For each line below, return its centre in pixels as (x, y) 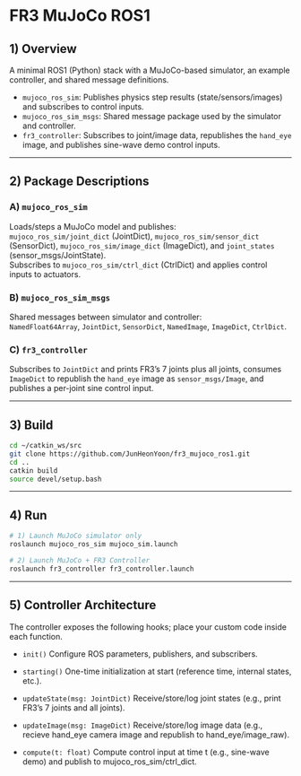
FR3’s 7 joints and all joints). (73, 707)
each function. (36, 636)
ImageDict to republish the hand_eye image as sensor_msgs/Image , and (137, 379)
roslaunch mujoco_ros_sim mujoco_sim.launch (94, 545)
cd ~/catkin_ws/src (46, 446)
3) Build (31, 425)
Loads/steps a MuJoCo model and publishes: (93, 226)
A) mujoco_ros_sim (48, 207)
